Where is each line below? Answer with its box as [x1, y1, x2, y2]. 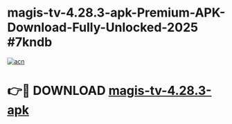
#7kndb [7, 35, 53, 50]
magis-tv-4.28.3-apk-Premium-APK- [7, 5, 226, 21]
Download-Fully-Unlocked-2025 [7, 19, 199, 35]
